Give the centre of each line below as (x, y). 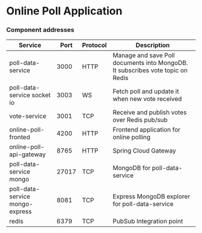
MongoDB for (132, 168)
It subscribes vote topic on (150, 70)
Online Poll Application (64, 11)
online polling (132, 138)
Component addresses (40, 30)
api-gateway (28, 154)
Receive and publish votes (150, 112)
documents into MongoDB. (150, 63)
